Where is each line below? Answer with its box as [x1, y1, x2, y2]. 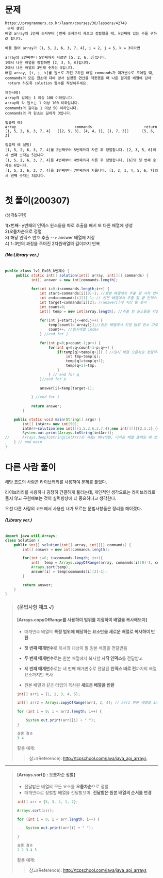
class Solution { [5, 538, 40, 543]
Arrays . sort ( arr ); [16, 808, 54, 813]
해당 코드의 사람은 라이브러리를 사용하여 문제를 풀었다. [5, 479, 108, 485]
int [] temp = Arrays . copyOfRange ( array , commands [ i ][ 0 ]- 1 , [31, 560, 153, 565]
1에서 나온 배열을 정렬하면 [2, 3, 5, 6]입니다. [5, 60, 91, 65]
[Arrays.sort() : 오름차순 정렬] [16, 772, 75, 778]
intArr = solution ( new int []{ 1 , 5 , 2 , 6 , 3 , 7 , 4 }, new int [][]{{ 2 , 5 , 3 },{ [22, 426, 158, 431]
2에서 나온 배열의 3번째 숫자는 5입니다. [5, 65, 75, 70]
